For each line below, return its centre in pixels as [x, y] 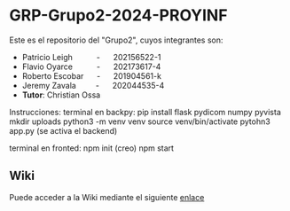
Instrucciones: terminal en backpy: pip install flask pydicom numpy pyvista [145, 112]
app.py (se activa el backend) [63, 130]
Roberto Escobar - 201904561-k [92, 75]
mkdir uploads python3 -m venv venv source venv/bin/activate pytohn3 [140, 121]
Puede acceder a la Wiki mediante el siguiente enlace [107, 197]
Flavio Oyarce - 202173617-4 [91, 66]
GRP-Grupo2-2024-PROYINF [118, 16]
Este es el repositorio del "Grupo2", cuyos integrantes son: [116, 40]
